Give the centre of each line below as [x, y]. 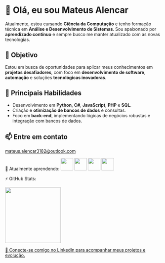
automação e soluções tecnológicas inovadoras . [56, 77]
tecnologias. [18, 40]
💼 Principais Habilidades [43, 93]
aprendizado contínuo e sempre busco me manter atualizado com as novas [83, 34]
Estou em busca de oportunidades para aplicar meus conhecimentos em [79, 67]
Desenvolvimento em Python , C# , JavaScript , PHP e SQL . [72, 105]
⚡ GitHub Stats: [21, 179]
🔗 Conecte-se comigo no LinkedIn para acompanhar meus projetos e [75, 250]
